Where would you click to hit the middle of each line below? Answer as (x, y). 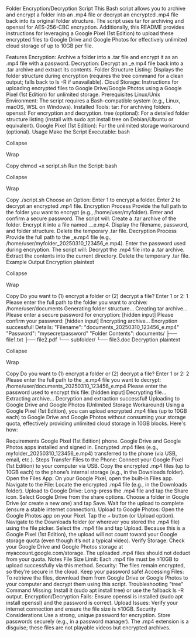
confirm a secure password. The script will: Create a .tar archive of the (91, 218)
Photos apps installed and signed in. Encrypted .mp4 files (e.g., (82, 447)
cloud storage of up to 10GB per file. (50, 46)
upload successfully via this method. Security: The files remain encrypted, (96, 565)
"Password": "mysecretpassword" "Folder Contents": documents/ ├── (92, 333)
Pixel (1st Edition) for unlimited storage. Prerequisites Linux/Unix (83, 94)
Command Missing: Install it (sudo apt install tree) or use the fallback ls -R (95, 590)
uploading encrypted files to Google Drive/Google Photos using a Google (94, 88)
